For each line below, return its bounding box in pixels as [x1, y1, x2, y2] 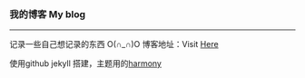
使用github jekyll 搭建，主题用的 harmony [9, 58, 162, 69]
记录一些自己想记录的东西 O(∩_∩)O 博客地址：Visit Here [9, 39, 220, 50]
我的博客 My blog [9, 7, 86, 20]
